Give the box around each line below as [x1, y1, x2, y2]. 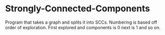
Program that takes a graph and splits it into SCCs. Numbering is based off [5, 19, 158, 25]
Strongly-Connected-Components [5, 3, 150, 14]
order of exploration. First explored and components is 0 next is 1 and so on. [5, 24, 161, 30]
